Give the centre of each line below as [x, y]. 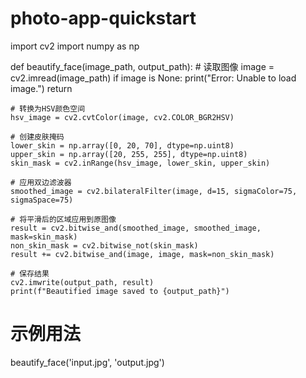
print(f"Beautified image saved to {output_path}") [120, 291]
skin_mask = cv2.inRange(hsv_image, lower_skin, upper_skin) [140, 163]
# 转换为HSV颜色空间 [48, 108]
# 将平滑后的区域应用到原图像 [63, 219]
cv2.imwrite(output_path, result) [82, 282]
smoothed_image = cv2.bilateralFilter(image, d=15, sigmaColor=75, [154, 191]
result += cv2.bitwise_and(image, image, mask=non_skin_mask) [142, 254]
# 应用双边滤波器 [41, 182]
